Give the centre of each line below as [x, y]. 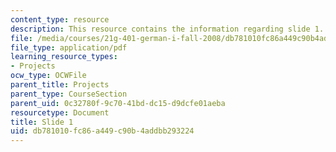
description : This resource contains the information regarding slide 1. [167, 29]
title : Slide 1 [42, 122]
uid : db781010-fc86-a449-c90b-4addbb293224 [102, 131]
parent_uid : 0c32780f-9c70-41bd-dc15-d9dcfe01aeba [118, 103]
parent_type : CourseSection [69, 94]
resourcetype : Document [60, 112]
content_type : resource [60, 19]
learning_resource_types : [64, 57]
